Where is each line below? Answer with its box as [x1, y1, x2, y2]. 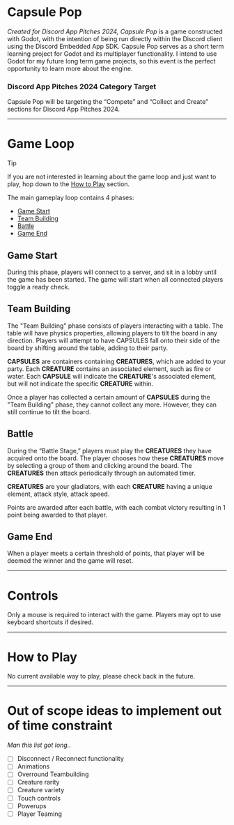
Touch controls [17, 794, 61, 802]
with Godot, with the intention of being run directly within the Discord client [7, 34, 223, 43]
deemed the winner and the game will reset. [7, 557, 134, 565]
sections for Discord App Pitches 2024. [7, 105, 120, 114]
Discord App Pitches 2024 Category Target [7, 82, 157, 91]
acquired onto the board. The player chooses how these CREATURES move [7, 454, 224, 462]
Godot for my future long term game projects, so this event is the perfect [7, 56, 216, 65]
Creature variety [17, 786, 65, 794]
